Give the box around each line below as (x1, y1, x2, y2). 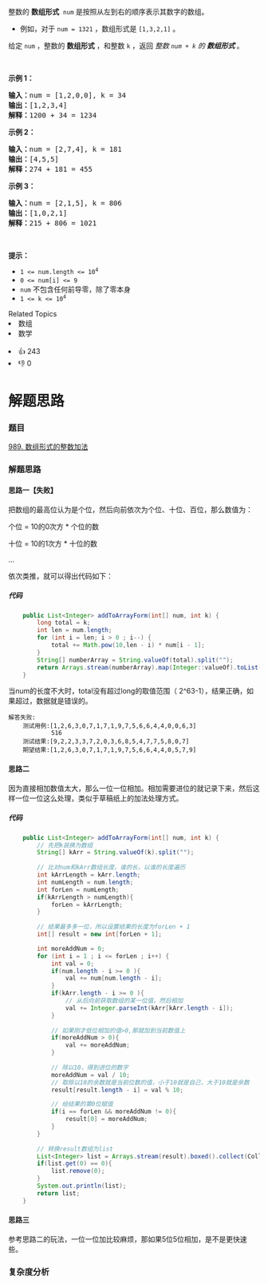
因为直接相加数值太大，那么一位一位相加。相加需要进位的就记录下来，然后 (8, 783, 253, 793)
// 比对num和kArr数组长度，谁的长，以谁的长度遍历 (37, 864, 186, 872)
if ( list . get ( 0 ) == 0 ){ (37, 1159, 112, 1168)
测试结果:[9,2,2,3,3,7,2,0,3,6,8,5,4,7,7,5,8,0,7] (22, 737, 190, 745)
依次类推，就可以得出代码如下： (8, 570, 113, 581)
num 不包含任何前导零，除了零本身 (19, 284, 132, 294)
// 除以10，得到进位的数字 (50, 1063, 129, 1071)
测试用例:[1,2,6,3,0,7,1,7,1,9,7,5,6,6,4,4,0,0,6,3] (22, 722, 197, 730)
